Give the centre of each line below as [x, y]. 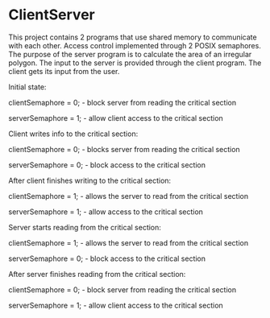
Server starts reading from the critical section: [85, 227]
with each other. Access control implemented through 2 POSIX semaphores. [135, 45]
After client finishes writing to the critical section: [90, 180]
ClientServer [52, 15]
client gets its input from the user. [64, 71]
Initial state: [27, 87]
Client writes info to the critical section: [73, 134]
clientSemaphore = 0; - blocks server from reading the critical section [124, 149]
